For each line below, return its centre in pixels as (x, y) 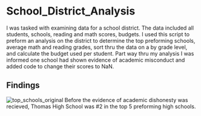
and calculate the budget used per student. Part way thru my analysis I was (100, 53)
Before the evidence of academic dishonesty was (126, 100)
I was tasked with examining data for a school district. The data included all (100, 28)
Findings (23, 85)
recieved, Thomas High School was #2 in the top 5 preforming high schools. (101, 106)
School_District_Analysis (71, 11)
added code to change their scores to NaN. (60, 66)
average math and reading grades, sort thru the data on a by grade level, (97, 47)
